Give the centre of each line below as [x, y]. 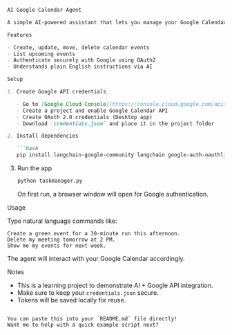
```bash [27, 149]
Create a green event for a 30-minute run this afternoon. [94, 233]
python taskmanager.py [50, 181]
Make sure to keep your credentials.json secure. [88, 292]
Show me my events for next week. [57, 246]
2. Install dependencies [43, 136]
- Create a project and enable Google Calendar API [92, 111]
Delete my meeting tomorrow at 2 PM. [61, 239]
